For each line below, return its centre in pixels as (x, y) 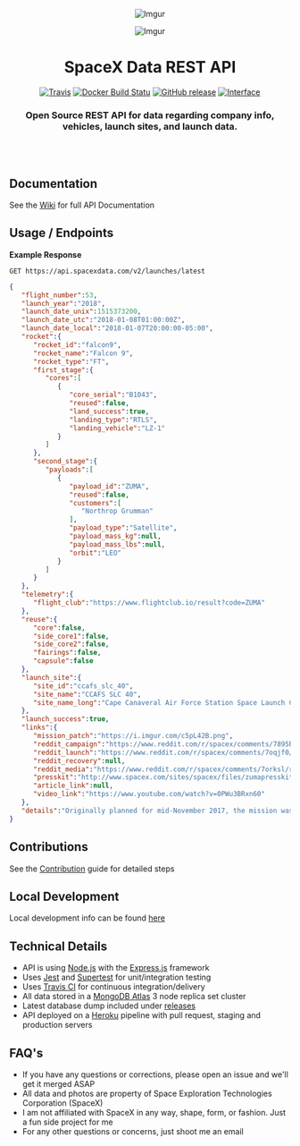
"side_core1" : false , (71, 636)
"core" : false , (59, 628)
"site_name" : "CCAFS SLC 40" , (87, 694)
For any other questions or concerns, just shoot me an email (133, 1131)
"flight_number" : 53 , (59, 295)
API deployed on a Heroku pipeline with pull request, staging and (142, 1015)
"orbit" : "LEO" (96, 553)
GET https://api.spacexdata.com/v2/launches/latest (107, 271)
